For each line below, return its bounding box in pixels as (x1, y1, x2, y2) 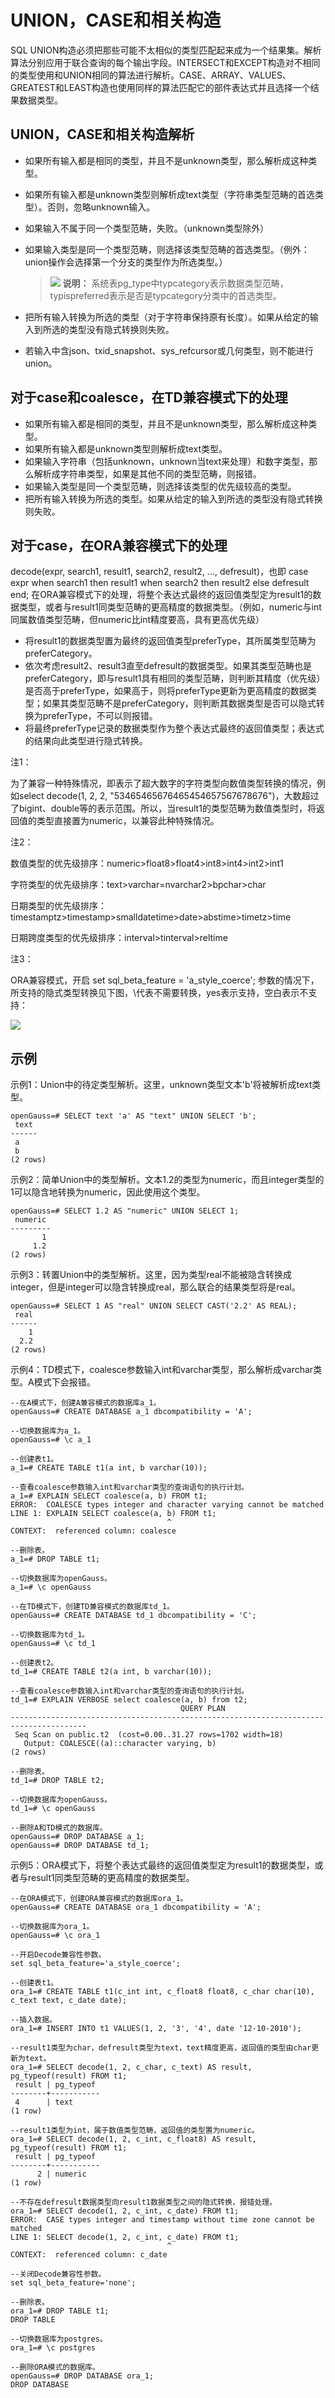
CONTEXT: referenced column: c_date (10, 2250, 168, 2260)
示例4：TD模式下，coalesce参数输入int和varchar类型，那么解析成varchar (10, 1364, 314, 1376)
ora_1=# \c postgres (10, 2343, 97, 2353)
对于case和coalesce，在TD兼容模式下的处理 (10, 389, 288, 406)
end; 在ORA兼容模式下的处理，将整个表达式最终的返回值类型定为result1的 (10, 589, 313, 601)
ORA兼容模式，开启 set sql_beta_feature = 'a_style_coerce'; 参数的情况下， (10, 974, 320, 986)
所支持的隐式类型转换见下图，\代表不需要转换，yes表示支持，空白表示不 (10, 987, 309, 999)
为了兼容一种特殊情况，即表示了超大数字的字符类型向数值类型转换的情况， (10, 777, 317, 790)
